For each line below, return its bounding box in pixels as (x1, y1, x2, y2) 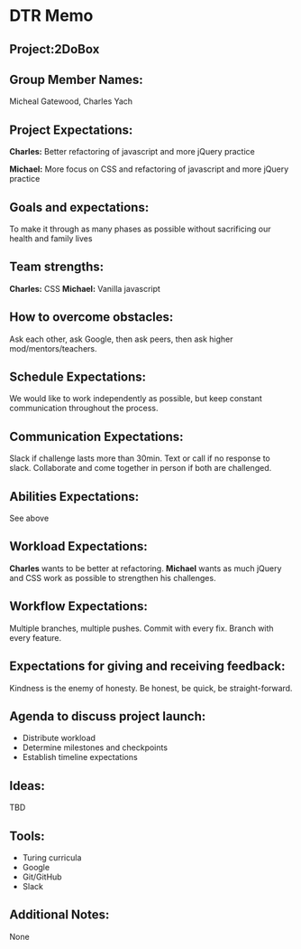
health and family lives (9, 233, 93, 244)
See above (9, 512, 50, 524)
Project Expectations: (9, 122, 133, 137)
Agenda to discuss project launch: (9, 709, 206, 724)
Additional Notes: (9, 907, 110, 923)
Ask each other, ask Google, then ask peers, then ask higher (9, 334, 233, 344)
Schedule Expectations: (9, 370, 147, 385)
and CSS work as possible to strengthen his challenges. (9, 572, 216, 583)
